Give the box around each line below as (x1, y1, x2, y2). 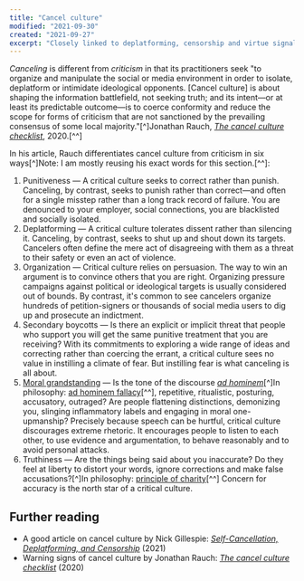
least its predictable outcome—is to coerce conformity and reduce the (9, 101, 271, 113)
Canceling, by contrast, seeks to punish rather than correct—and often (22, 185, 287, 195)
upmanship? (22, 415, 69, 426)
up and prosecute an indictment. (22, 310, 145, 321)
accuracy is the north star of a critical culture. (22, 483, 193, 494)
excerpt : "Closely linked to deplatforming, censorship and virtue (9, 38, 270, 48)
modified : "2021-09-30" (9, 22, 100, 31)
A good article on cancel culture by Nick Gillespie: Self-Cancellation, (22, 533, 279, 544)
